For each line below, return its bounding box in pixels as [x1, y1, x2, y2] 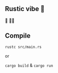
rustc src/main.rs [5, 44, 42, 49]
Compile [5, 32, 31, 40]
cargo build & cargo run [5, 62, 54, 68]
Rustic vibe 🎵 [5, 5, 45, 13]
